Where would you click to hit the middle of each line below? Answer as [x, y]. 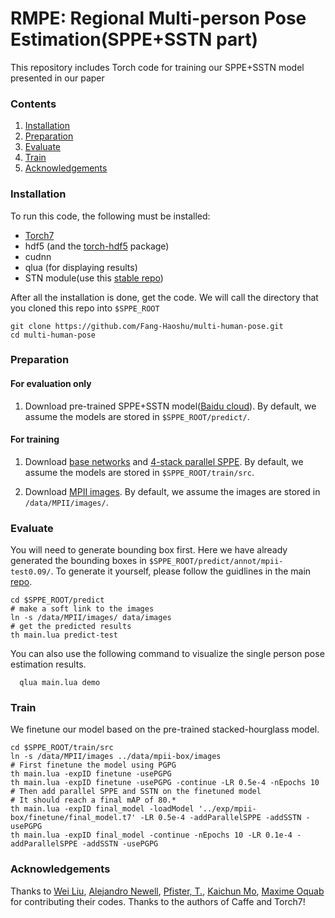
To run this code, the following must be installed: [110, 216]
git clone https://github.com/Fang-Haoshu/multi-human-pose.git [147, 326]
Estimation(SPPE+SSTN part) [134, 39]
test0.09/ [31, 572]
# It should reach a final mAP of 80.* [93, 800]
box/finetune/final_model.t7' [73, 818]
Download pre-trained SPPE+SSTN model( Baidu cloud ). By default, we [170, 406]
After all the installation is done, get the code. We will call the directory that [164, 297]
